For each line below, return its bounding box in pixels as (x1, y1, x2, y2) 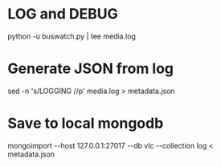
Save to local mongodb (7, 114, 164, 132)
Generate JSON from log (7, 59, 174, 78)
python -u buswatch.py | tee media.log (7, 31, 136, 41)
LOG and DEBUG (7, 5, 118, 23)
